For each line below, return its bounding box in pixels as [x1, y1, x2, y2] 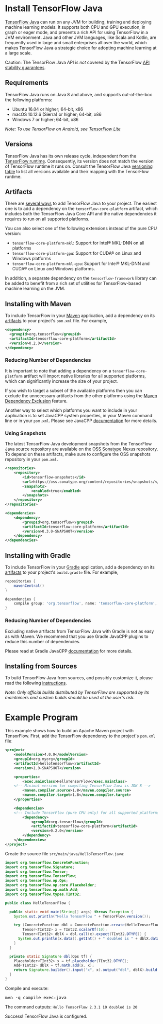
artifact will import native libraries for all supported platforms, [23, 373, 146, 379]
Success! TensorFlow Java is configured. [5, 1013, 87, 1019]
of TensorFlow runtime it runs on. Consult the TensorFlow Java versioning [5, 163, 153, 169]
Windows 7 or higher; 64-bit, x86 [12, 116, 79, 122]
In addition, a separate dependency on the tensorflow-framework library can [5, 275, 157, 281]
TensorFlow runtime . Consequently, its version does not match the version [5, 158, 154, 164]
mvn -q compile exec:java [5, 995, 67, 1000]
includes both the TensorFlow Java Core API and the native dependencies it [5, 211, 157, 217]
